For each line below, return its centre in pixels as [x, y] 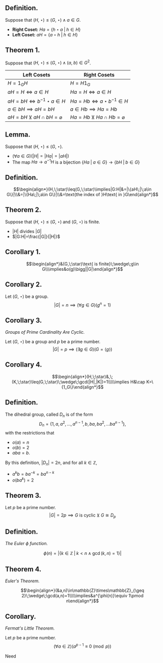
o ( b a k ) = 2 [23, 480]
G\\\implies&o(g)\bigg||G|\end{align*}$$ [82, 269]
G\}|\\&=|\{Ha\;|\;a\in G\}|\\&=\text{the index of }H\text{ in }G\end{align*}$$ [82, 195]
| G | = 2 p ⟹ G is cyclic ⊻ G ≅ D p [82, 516]
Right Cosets [99, 75]
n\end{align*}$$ [82, 601]
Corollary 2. [24, 285]
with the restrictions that [30, 432]
